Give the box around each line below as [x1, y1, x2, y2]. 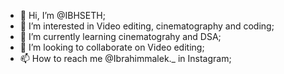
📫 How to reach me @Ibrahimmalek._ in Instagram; [19, 53, 232, 64]
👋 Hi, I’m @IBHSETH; [19, 10, 106, 21]
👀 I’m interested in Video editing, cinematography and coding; [19, 20, 275, 32]
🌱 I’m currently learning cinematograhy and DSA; [19, 31, 222, 42]
